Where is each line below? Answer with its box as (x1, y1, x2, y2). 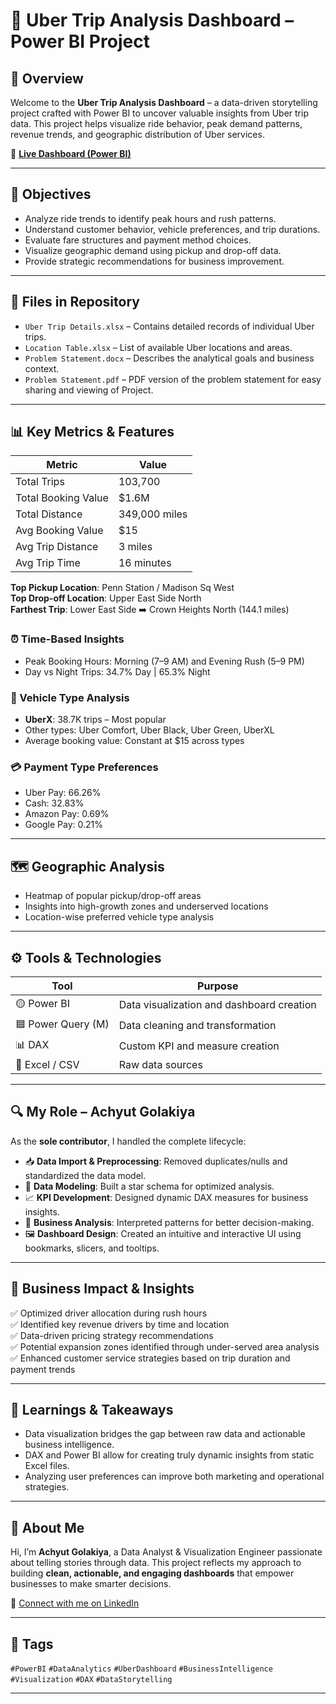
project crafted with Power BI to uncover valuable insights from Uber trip (10, 107, 309, 119)
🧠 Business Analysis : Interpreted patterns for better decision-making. (24, 1216, 315, 1228)
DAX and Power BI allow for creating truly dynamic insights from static (24, 1449, 315, 1461)
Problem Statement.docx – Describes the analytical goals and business (24, 352, 315, 364)
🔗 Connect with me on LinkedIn (10, 1597, 140, 1609)
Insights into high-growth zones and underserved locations (24, 900, 269, 913)
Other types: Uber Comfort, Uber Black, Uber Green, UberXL (24, 724, 275, 736)
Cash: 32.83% (24, 797, 85, 809)
